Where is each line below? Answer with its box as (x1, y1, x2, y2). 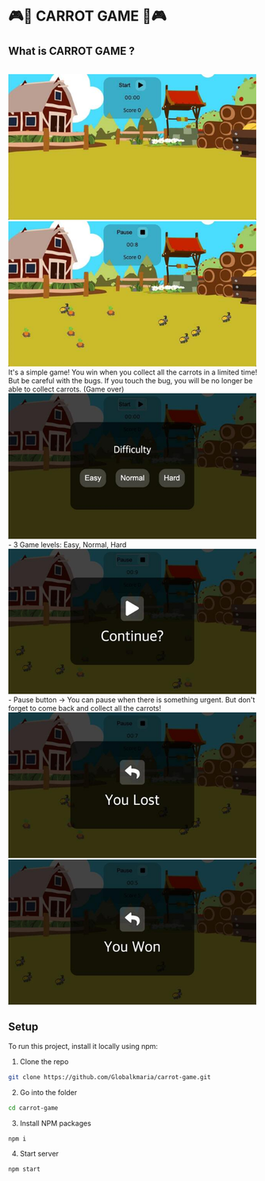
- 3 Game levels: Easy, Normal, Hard (8, 539, 127, 550)
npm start (8, 1165, 41, 1174)
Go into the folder (19, 1087, 78, 1097)
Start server (19, 1149, 60, 1159)
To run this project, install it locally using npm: (8, 1041, 159, 1051)
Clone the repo (19, 1056, 69, 1066)
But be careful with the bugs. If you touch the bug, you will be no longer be (8, 376, 253, 385)
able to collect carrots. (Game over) (8, 384, 125, 394)
